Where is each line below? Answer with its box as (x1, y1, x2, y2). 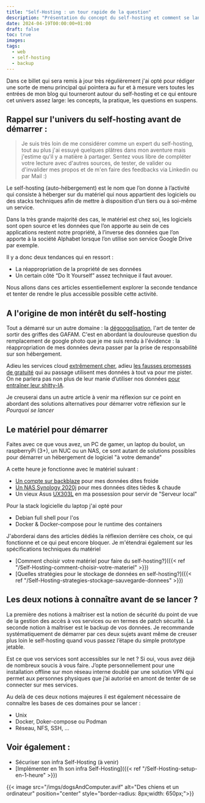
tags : (6, 43, 20, 50)
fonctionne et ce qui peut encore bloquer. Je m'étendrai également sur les (6, 539, 193, 546)
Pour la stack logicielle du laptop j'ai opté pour (6, 502, 123, 509)
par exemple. (6, 242, 40, 249)
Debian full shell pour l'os (15, 514, 79, 521)
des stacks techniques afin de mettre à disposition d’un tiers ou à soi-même (6, 197, 197, 205)
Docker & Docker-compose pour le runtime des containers (15, 520, 163, 528)
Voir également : (6, 742, 71, 753)
